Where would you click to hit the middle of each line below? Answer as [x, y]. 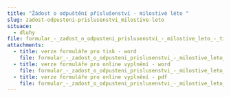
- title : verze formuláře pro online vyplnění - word [92, 64]
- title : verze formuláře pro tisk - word [75, 52]
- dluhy [24, 32]
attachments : [26, 45]
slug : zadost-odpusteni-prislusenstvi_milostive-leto [86, 20]
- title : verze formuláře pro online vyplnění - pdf [90, 77]
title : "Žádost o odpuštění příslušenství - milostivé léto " [98, 13]
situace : [20, 26]
